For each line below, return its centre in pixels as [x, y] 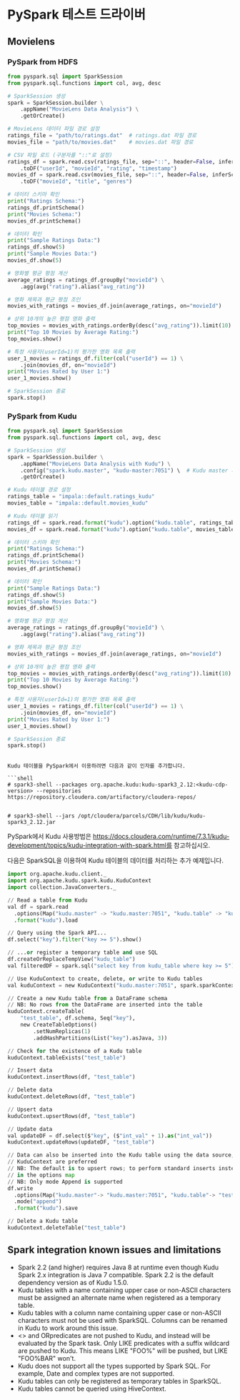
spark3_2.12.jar [31, 822]
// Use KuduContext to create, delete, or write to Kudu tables [105, 979]
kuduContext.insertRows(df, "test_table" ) [71, 1077]
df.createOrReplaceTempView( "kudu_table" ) [71, 960]
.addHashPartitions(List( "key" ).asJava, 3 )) [100, 1038]
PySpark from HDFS [43, 61]
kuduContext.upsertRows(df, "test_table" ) [71, 1116]
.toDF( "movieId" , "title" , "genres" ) [76, 182]
